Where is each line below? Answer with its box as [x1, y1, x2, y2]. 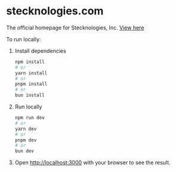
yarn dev [14, 126, 37, 132]
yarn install [14, 70, 48, 76]
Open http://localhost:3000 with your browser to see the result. [14, 159, 171, 166]
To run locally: [6, 35, 41, 43]
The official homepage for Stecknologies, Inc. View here [6, 24, 144, 31]
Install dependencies [14, 47, 67, 55]
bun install [14, 92, 45, 98]
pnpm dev [14, 137, 37, 143]
